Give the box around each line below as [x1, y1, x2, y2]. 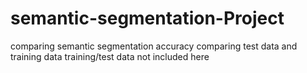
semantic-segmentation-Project [10, 7, 285, 30]
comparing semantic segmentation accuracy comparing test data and [10, 40, 298, 52]
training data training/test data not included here [10, 50, 210, 62]
